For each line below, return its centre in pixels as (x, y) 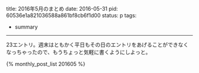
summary (26, 27)
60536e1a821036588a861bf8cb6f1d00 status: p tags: (71, 15)
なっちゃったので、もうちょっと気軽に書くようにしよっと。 (78, 52)
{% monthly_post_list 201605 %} (46, 64)
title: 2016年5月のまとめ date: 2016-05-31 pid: (62, 9)
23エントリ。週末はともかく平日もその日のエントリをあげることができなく (97, 45)
